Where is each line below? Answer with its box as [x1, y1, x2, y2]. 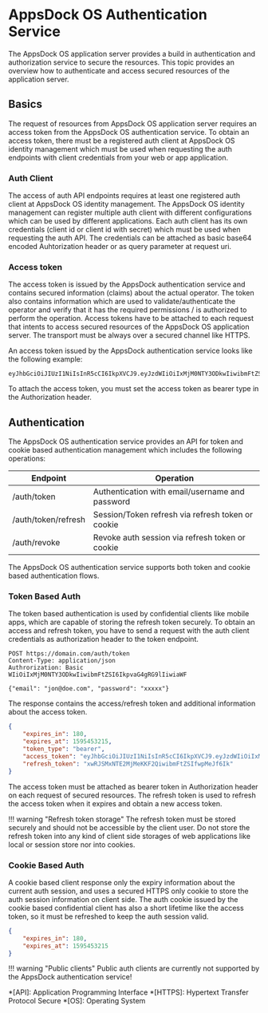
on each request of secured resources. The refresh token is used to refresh [8, 790, 257, 800]
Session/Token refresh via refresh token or [93, 509, 254, 520]
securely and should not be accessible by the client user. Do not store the [8, 822, 250, 832]
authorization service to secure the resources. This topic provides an [8, 57, 235, 67]
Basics [8, 97, 42, 111]
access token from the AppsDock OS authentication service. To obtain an [8, 127, 250, 137]
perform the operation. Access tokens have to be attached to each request [8, 314, 254, 323]
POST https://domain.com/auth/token [8, 650, 130, 658]
